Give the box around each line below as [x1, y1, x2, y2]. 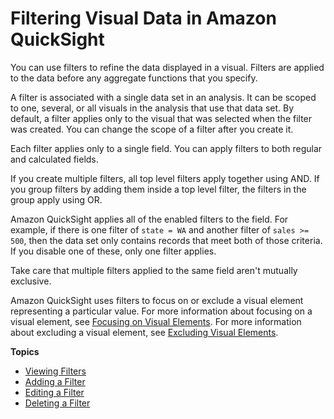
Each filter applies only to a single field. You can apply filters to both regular [10, 142, 323, 154]
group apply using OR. [10, 193, 103, 206]
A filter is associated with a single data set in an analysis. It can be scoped [10, 91, 317, 103]
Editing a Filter [24, 386, 85, 398]
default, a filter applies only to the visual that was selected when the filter [10, 112, 313, 124]
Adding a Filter [24, 375, 86, 387]
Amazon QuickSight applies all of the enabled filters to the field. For [10, 213, 289, 225]
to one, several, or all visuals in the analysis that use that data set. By [10, 102, 295, 114]
